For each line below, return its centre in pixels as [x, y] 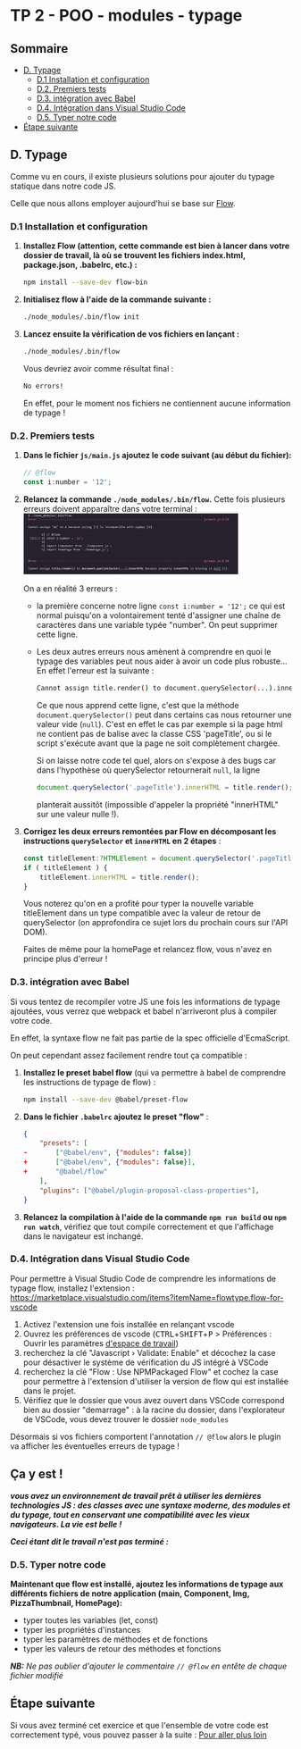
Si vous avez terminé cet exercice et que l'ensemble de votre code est [139, 1725]
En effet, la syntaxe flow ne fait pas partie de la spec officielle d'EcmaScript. [150, 1038]
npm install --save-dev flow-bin [85, 282]
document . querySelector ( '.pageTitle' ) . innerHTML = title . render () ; [164, 788]
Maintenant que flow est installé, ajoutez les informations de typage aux [147, 1584]
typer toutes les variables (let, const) [91, 1620]
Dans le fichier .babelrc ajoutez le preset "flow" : [116, 1117]
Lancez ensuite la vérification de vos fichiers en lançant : [131, 334]
